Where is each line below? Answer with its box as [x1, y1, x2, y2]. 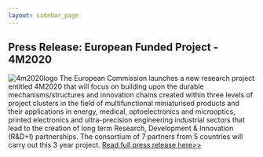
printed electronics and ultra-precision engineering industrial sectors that [8, 115, 246, 125]
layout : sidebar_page [8, 11, 79, 20]
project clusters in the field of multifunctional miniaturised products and [8, 99, 239, 108]
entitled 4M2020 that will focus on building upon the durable [8, 82, 204, 91]
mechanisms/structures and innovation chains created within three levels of [8, 90, 254, 100]
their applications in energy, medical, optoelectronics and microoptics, [8, 107, 236, 116]
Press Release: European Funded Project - [8, 41, 218, 54]
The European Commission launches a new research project [59, 74, 255, 83]
